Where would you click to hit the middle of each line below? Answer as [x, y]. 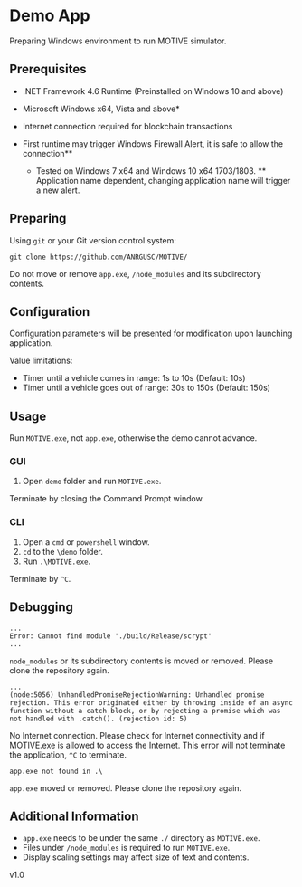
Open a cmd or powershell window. [86, 542]
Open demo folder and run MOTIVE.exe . [92, 482]
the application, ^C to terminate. [68, 754]
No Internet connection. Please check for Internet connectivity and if [137, 735]
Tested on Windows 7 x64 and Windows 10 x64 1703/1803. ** [151, 171]
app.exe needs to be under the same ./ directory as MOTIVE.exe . [141, 838]
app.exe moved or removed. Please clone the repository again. [126, 787]
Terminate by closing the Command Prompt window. [107, 499]
